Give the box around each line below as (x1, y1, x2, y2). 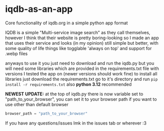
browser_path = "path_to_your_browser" (5, 111, 88, 116)
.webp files (5, 51, 28, 57)
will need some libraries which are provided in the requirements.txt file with (5, 65, 159, 71)
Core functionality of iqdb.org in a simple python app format (5, 20, 128, 26)
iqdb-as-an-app (5, 3, 73, 15)
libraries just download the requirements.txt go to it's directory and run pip (5, 76, 158, 82)
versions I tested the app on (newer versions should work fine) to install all (5, 70, 158, 76)
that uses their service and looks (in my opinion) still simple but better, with (5, 40, 159, 46)
